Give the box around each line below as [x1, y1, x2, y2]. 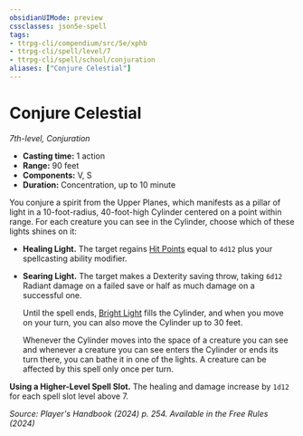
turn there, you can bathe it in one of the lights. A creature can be [22, 354, 267, 364]
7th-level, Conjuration [9, 132, 90, 143]
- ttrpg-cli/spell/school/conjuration [9, 55, 156, 64]
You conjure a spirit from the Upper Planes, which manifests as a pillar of [9, 197, 281, 208]
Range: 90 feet [22, 160, 80, 170]
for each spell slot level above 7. [9, 391, 129, 402]
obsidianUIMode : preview [9, 13, 103, 23]
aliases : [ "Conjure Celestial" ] [9, 64, 131, 73]
